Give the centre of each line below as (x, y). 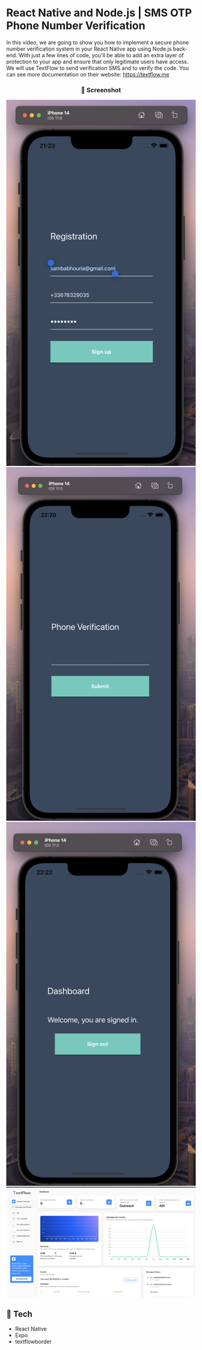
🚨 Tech (20, 1314)
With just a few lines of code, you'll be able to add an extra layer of (101, 55)
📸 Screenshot (101, 90)
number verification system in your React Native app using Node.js (89, 49)
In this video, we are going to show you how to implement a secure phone (98, 42)
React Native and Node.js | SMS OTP (99, 13)
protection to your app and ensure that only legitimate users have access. (97, 61)
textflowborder (33, 1342)
